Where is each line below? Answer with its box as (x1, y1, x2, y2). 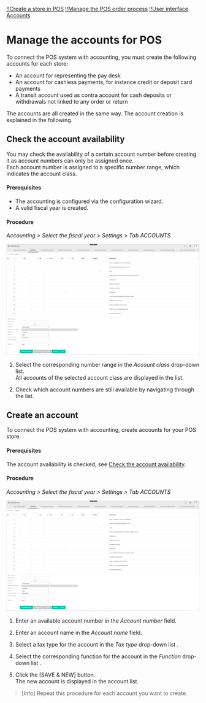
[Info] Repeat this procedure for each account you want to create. (21, 690, 188, 697)
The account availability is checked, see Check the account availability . (6, 460, 186, 468)
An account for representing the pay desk (15, 72, 121, 79)
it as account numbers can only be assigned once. (6, 156, 134, 164)
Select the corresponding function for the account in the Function (15, 653, 181, 660)
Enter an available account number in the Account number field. (15, 617, 177, 624)
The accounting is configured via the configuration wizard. (15, 198, 164, 205)
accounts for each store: (6, 60, 69, 67)
